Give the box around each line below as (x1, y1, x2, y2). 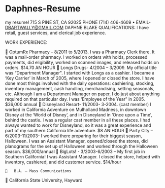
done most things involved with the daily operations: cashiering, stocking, (5, 80, 155, 86)
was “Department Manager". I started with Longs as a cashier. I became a (5, 70, 155, 75)
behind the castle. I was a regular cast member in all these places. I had (5, 117, 151, 123)
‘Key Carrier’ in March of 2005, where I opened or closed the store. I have (5, 75, 155, 81)
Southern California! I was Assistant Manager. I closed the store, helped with (5, 153, 160, 159)
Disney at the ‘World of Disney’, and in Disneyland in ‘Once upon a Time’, (5, 112, 153, 117)
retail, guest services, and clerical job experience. (5, 30, 106, 36)
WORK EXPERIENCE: (5, 39, 48, 45)
